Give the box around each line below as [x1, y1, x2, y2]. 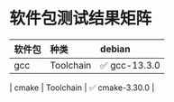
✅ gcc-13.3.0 [100, 59, 160, 71]
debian [100, 42, 131, 55]
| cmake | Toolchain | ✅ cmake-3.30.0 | [9, 82, 155, 93]
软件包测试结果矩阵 [9, 8, 152, 29]
